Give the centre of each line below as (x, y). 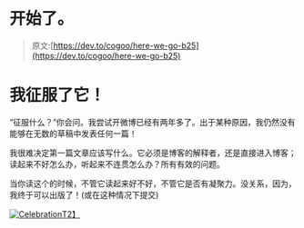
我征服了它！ (58, 95)
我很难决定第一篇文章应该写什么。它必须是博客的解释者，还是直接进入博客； (153, 153)
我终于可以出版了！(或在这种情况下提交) (84, 194)
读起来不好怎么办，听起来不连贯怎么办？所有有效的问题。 (117, 164)
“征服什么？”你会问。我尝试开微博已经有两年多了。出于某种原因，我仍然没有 (152, 122)
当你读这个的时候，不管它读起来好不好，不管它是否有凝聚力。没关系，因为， (153, 183)
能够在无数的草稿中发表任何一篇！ (73, 134)
